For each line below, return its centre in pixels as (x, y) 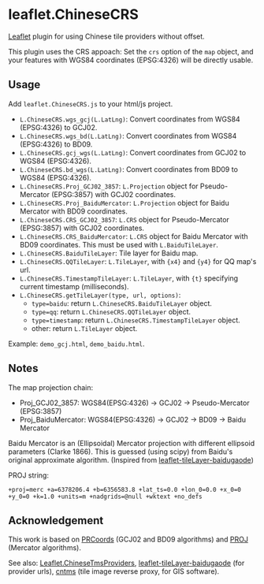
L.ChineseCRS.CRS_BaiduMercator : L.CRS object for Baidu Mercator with (134, 236)
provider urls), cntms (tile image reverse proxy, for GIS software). (114, 571)
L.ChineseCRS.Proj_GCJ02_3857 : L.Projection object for (109, 186)
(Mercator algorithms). (45, 548)
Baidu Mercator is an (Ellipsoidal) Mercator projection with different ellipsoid (132, 443)
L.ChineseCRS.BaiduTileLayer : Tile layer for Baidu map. (109, 253)
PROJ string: (29, 475)
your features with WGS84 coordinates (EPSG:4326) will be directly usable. (131, 60)
